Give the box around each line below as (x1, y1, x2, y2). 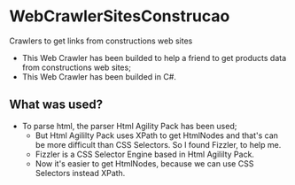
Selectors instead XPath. (35, 167, 126, 178)
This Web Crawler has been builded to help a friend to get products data (21, 52, 287, 63)
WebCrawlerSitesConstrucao (9, 6, 230, 27)
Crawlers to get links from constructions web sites (9, 35, 193, 46)
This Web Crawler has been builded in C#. (21, 71, 177, 81)
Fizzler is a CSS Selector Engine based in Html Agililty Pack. (35, 149, 255, 159)
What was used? (9, 97, 104, 112)
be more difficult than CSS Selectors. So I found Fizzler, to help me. (35, 139, 282, 150)
